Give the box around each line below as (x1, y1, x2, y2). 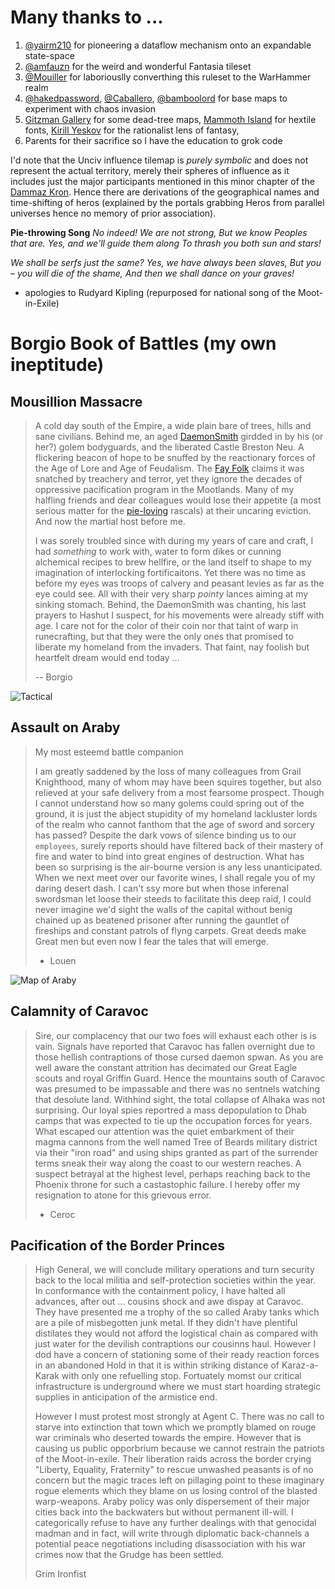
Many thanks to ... (10, 6, 164, 29)
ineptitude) (10, 354, 105, 376)
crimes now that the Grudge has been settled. (34, 1549, 225, 1561)
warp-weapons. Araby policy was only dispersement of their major (34, 1496, 310, 1508)
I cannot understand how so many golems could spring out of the (34, 797, 305, 809)
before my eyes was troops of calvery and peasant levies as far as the (34, 577, 325, 589)
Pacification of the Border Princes (10, 1237, 226, 1254)
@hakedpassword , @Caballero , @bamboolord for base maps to (24, 92, 288, 104)
